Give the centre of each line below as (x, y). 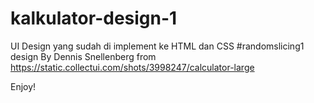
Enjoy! (23, 86)
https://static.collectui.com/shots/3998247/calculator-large (132, 67)
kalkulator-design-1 (94, 18)
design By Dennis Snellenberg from (83, 56)
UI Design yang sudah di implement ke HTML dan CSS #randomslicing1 (157, 46)
